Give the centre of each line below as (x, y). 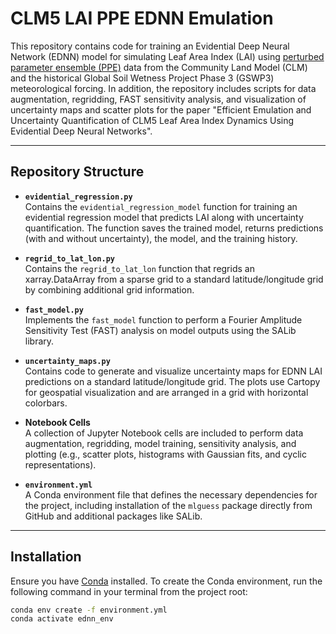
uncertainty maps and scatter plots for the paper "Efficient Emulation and (161, 109)
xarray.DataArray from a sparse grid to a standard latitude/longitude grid (174, 279)
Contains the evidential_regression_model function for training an (161, 206)
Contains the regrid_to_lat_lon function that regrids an (139, 268)
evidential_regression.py (78, 197)
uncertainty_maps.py (67, 361)
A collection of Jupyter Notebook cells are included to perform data (164, 433)
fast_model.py (54, 310)
